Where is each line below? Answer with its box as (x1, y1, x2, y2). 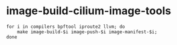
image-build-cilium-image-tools (6, 4, 172, 18)
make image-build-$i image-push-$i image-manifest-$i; (17, 28, 158, 35)
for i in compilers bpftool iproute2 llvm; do (6, 24, 125, 30)
